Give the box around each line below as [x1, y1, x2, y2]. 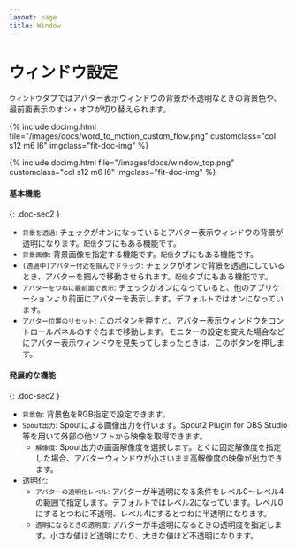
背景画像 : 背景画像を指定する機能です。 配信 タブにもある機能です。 [21, 248, 259, 259]
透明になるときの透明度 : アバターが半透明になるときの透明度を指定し [34, 519, 275, 530]
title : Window [9, 21, 62, 30]
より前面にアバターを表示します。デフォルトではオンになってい [52, 293, 285, 303]
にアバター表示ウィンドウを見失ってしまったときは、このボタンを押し [21, 337, 277, 347]
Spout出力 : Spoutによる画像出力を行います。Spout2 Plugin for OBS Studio [21, 419, 288, 430]
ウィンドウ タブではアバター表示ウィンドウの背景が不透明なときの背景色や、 [9, 93, 282, 103]
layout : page [9, 12, 57, 22]
